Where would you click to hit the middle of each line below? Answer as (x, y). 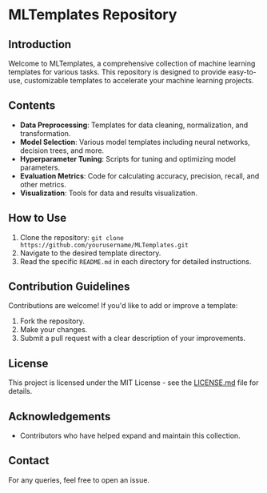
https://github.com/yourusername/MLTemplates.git (104, 245)
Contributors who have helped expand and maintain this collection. (130, 436)
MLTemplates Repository (93, 15)
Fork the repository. (52, 321)
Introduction (40, 44)
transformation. (45, 133)
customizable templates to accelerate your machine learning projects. (139, 80)
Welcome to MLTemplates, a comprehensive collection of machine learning (132, 63)
